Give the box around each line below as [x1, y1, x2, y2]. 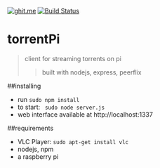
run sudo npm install [17, 95, 80, 103]
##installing [7, 82, 41, 90]
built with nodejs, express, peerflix [41, 67, 142, 77]
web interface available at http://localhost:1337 [17, 110, 153, 119]
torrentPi [7, 32, 60, 47]
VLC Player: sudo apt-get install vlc [17, 137, 128, 146]
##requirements [7, 124, 54, 132]
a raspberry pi [17, 152, 59, 161]
